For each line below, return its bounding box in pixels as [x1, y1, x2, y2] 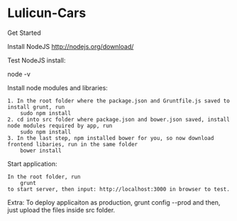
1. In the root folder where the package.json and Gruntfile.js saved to [7, 97, 231, 104]
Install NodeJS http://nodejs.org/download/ [7, 42, 134, 50]
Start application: [7, 159, 57, 168]
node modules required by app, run [7, 122, 113, 129]
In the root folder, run [7, 173, 81, 180]
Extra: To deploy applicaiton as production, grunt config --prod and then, [7, 198, 221, 207]
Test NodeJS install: [7, 55, 66, 65]
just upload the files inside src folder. [7, 205, 116, 214]
